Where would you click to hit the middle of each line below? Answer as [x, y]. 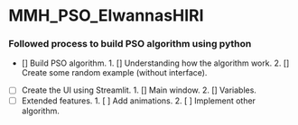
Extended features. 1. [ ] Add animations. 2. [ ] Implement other [139, 101]
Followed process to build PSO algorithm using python [130, 44]
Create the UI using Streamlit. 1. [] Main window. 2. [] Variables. [139, 90]
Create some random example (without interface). [114, 73]
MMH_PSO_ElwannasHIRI [106, 16]
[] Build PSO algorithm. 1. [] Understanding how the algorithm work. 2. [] [155, 63]
